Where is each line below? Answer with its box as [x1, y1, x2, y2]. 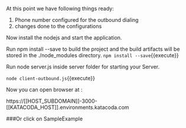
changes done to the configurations [14, 23, 102, 29]
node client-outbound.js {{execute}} [6, 75, 96, 81]
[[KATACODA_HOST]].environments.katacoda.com [6, 104, 129, 111]
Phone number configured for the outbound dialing [14, 17, 139, 23]
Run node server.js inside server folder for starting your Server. [6, 63, 160, 70]
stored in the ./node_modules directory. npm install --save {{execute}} [6, 52, 179, 58]
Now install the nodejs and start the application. [6, 34, 122, 41]
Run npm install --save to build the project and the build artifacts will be [6, 45, 180, 52]
